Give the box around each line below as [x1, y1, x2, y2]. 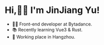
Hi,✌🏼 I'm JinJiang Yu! [5, 4, 100, 16]
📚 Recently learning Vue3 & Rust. [12, 26, 83, 32]
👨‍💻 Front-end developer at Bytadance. [12, 21, 92, 27]
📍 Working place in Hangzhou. [12, 33, 76, 39]
